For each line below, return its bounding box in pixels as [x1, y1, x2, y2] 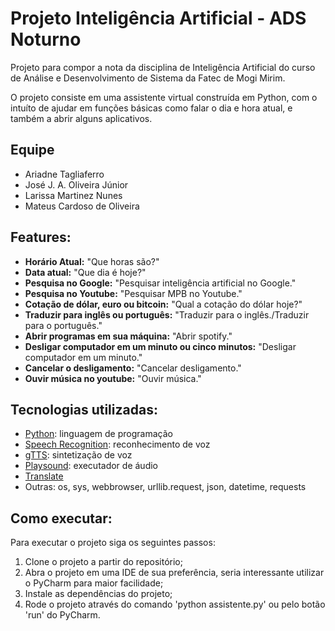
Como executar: [10, 510, 113, 527]
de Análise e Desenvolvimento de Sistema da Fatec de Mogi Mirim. [10, 72, 286, 84]
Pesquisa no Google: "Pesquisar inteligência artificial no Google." [24, 277, 297, 289]
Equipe [10, 142, 55, 159]
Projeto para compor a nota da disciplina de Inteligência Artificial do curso [10, 61, 316, 73]
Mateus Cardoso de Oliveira [24, 200, 140, 212]
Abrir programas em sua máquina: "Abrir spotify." [24, 330, 233, 342]
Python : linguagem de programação [24, 428, 173, 440]
